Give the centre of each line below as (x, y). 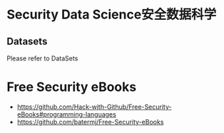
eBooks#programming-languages (67, 114)
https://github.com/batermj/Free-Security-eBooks (90, 122)
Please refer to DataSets (42, 58)
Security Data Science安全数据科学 (112, 15)
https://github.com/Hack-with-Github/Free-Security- (94, 107)
